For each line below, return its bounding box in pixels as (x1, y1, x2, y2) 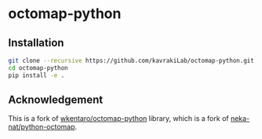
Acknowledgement (8, 93, 104, 107)
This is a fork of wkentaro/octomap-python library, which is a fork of (8, 114, 229, 123)
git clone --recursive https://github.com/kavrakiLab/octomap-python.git (8, 57, 255, 64)
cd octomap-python (8, 64, 68, 71)
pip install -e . (8, 71, 65, 79)
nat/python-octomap (8, 123, 76, 132)
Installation (8, 36, 64, 49)
